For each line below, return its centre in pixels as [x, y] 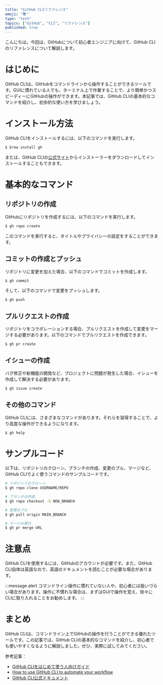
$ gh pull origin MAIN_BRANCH [36, 514]
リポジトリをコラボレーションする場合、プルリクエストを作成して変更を [77, 329]
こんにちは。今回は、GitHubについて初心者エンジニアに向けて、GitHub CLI [80, 42]
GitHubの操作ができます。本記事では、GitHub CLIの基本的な [91, 96]
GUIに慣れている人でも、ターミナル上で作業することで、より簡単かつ [82, 90]
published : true [21, 28]
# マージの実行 [18, 523]
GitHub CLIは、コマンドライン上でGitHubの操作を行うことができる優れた [78, 634]
